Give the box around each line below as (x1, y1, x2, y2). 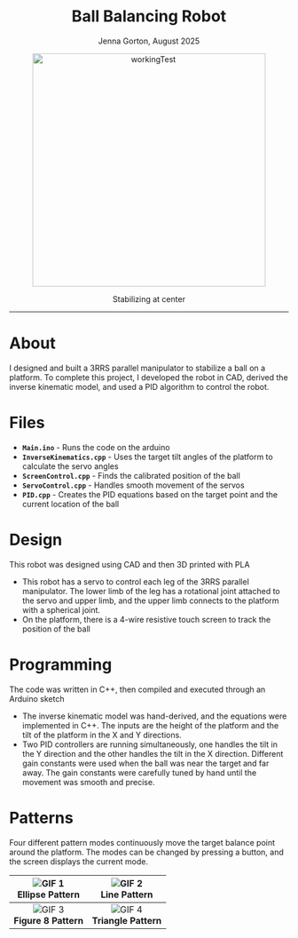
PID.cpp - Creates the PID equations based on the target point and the (21, 489, 278, 499)
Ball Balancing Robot (71, 6, 227, 27)
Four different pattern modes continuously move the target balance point (9, 837, 276, 847)
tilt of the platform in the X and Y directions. (21, 729, 182, 740)
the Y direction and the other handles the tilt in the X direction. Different (21, 748, 284, 759)
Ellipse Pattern (17, 888, 80, 901)
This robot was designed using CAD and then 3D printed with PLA (9, 559, 250, 569)
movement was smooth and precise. (21, 776, 155, 787)
